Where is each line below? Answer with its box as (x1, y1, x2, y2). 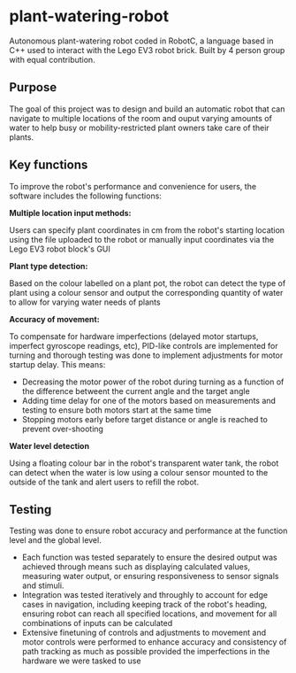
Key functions (9, 158, 88, 173)
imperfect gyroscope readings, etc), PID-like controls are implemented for (9, 340, 278, 351)
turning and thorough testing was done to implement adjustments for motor (9, 350, 284, 360)
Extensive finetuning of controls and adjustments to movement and (21, 627, 267, 638)
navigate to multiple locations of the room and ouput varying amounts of (9, 112, 272, 123)
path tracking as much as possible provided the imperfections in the (21, 646, 270, 657)
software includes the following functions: (9, 190, 162, 201)
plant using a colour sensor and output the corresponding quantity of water (9, 287, 284, 298)
